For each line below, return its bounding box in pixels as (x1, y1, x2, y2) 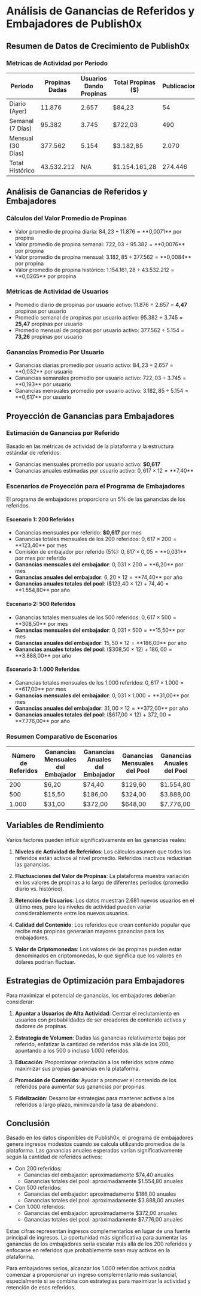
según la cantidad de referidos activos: (6, 1153, 103, 1160)
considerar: (6, 998, 35, 1005)
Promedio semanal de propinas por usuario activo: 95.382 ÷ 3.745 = (14, 313, 184, 321)
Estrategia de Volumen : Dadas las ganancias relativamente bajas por (14, 1034, 186, 1041)
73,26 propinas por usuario (14, 333, 83, 340)
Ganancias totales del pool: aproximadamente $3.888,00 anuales (23, 1197, 184, 1204)
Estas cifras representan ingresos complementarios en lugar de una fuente (6, 1228, 191, 1235)
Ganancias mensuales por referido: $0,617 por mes (14, 529, 142, 536)
